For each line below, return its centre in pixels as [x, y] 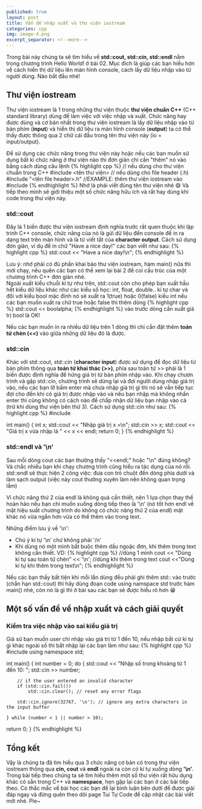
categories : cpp [27, 29]
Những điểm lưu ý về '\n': [38, 528]
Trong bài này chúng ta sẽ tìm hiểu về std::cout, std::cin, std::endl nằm [96, 57]
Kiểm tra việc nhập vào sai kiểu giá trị [62, 626]
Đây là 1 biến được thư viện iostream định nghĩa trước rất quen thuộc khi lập [100, 227]
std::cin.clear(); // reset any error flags [85, 692]
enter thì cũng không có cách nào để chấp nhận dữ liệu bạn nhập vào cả [96, 401]
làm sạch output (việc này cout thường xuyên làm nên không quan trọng [96, 479]
